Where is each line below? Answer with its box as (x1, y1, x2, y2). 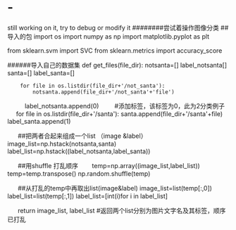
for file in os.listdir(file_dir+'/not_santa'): (20, 82, 166, 89)
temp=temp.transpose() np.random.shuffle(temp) (7, 169, 151, 178)
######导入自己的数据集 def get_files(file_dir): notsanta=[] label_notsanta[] (7, 60, 228, 69)
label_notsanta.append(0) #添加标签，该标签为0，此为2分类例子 (24, 101, 225, 110)
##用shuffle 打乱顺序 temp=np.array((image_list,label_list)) (17, 161, 201, 170)
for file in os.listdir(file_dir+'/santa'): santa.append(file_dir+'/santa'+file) (15, 109, 223, 118)
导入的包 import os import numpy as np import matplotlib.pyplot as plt (7, 32, 210, 41)
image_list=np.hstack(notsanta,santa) (7, 139, 117, 148)
